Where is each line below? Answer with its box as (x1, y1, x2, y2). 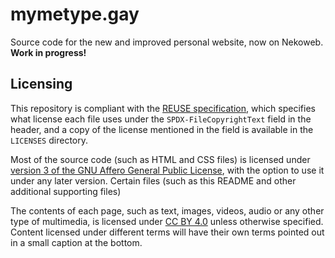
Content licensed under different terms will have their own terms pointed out (10, 226, 325, 238)
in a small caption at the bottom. (10, 236, 143, 248)
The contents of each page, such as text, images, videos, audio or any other (10, 204, 325, 217)
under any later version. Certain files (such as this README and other (10, 174, 297, 187)
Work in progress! (10, 46, 87, 58)
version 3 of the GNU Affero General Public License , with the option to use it (10, 164, 325, 176)
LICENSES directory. (10, 134, 88, 146)
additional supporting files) (10, 185, 122, 197)
